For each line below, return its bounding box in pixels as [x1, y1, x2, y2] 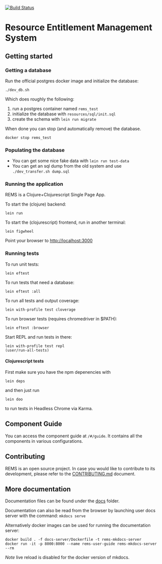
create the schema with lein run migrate [12, 116, 97, 122]
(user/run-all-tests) [5, 348, 50, 352]
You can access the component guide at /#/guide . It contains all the [5, 433, 142, 439]
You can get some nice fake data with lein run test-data [12, 158, 129, 164]
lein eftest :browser [5, 325, 50, 330]
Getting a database [5, 67, 52, 73]
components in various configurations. [5, 438, 83, 444]
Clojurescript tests [5, 358, 44, 364]
